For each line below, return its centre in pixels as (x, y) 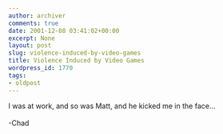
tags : (17, 75)
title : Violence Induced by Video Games (77, 61)
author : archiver (37, 16)
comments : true (34, 23)
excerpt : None (32, 38)
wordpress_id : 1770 (41, 68)
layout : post (30, 46)
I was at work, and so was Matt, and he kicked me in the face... (112, 106)
